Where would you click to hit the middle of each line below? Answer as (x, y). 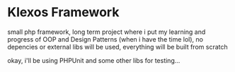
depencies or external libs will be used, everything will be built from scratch (117, 47)
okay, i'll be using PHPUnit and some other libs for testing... (94, 60)
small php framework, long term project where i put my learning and (107, 32)
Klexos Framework (63, 12)
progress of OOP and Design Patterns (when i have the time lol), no (105, 39)
